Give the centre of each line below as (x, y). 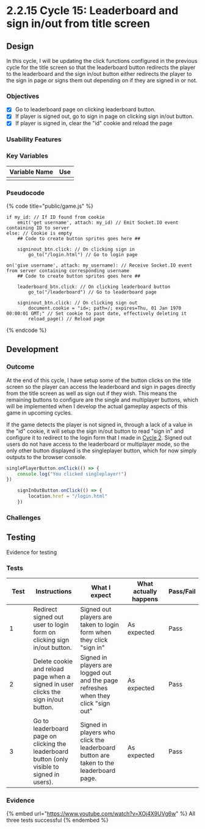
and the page (99, 680)
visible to (46, 767)
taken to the (97, 763)
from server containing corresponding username (68, 271)
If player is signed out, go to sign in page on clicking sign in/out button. (104, 116)
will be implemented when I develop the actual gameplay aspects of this (97, 406)
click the (92, 740)
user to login (51, 624)
